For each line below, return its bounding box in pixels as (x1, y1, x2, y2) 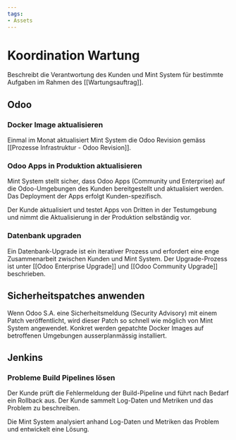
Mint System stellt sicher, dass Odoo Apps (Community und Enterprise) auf (7, 177, 225, 186)
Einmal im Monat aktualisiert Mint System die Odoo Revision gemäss (7, 136, 206, 145)
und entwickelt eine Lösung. (7, 425, 89, 434)
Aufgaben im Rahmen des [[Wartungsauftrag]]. (7, 78, 144, 87)
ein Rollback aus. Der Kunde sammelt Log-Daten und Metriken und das (7, 396, 213, 405)
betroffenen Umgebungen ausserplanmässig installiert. (7, 331, 167, 340)
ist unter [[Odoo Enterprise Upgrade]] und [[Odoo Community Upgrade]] (7, 262, 218, 270)
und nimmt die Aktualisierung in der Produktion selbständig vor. (7, 213, 192, 222)
